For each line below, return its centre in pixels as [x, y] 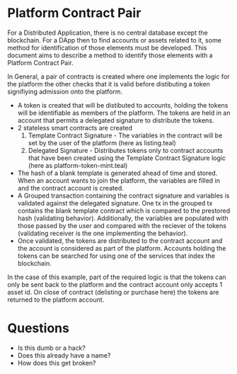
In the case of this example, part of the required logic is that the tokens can [117, 277]
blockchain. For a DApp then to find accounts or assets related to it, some [114, 40]
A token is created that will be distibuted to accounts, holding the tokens [123, 105]
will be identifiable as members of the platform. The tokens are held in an [124, 113]
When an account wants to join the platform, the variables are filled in [119, 180]
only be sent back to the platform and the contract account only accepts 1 [115, 284]
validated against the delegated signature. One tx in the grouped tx [115, 203]
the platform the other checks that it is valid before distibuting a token [109, 84]
